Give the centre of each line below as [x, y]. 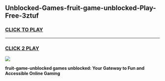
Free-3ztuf [22, 16]
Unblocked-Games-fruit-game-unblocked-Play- [81, 8]
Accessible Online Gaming [33, 73]
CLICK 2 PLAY [22, 48]
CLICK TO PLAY [24, 30]
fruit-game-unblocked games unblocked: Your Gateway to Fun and [75, 68]
